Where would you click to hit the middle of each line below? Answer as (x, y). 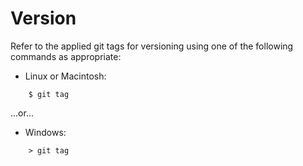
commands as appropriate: (66, 56)
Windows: (45, 132)
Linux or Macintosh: (65, 76)
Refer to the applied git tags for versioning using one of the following (152, 46)
